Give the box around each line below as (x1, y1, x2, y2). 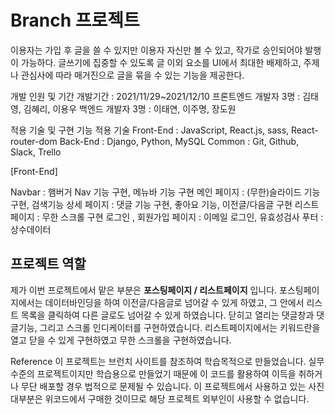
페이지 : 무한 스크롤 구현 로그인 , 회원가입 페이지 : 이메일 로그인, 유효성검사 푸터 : (10, 211, 324, 223)
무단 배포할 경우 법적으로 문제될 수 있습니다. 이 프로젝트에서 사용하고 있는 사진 (20, 380, 325, 392)
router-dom (10, 135, 58, 147)
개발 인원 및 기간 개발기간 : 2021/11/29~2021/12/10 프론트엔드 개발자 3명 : (10, 90, 301, 102)
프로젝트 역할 (10, 256, 87, 273)
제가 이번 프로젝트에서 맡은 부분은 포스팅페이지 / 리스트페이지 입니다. (10, 284, 278, 296)
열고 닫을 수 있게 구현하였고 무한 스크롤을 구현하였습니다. (10, 334, 232, 346)
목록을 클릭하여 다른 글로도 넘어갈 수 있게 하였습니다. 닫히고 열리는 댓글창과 (20, 309, 315, 321)
